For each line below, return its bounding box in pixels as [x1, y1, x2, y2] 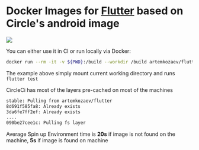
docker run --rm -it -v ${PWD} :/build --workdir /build [6, 59, 147, 65]
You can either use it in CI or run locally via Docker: [6, 47, 131, 55]
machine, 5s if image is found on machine [6, 137, 108, 144]
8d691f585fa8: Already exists [6, 103, 81, 109]
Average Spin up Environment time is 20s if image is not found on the [6, 130, 176, 138]
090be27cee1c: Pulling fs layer [6, 120, 86, 126]
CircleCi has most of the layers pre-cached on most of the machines [6, 86, 174, 93]
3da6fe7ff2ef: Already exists [6, 108, 81, 115]
